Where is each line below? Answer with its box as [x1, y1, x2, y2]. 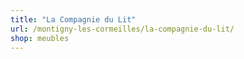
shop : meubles [10, 33, 70, 43]
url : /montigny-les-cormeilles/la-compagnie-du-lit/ [10, 24, 235, 34]
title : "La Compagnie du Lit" [10, 14, 137, 25]
